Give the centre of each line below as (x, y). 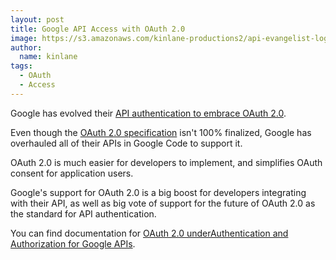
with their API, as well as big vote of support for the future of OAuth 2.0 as (163, 203)
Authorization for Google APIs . (73, 243)
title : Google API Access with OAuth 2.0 (98, 29)
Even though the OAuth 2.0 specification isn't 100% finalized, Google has (161, 132)
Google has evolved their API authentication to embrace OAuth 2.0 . (148, 113)
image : (24, 38)
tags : (21, 66)
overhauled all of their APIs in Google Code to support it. (126, 143)
